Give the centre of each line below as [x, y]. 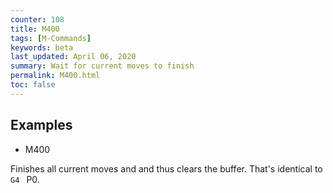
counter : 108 [37, 19]
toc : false [33, 85]
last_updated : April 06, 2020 [73, 57]
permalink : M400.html [55, 76]
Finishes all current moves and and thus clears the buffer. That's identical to [166, 168]
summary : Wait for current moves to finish [102, 66]
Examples [41, 125]
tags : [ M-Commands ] [51, 38]
